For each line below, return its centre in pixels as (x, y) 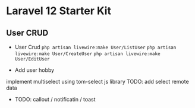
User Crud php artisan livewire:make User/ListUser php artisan (95, 47)
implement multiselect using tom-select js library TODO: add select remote (97, 82)
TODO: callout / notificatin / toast (55, 99)
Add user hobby (34, 70)
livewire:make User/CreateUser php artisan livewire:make (87, 54)
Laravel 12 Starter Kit (59, 11)
